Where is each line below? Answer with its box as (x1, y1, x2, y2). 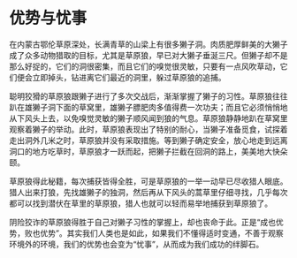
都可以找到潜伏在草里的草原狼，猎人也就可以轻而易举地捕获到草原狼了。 (9, 198, 272, 209)
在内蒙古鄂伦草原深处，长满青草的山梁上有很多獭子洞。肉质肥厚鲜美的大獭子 (9, 39, 288, 49)
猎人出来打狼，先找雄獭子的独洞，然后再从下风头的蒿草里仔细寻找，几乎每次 (9, 186, 288, 197)
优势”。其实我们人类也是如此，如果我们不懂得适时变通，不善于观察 (39, 227, 285, 239)
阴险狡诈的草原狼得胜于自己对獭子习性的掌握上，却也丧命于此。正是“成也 (9, 216, 277, 227)
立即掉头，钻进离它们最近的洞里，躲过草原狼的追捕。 (32, 72, 226, 82)
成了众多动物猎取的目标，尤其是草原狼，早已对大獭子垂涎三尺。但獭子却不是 (9, 49, 288, 60)
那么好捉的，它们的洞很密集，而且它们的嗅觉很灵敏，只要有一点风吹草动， (9, 61, 280, 72)
